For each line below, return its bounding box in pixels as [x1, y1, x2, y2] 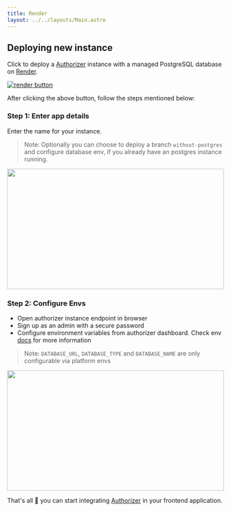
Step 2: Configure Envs [7, 298, 86, 308]
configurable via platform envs [23, 356, 111, 365]
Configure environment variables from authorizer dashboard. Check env [16, 328, 222, 337]
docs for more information [16, 336, 91, 344]
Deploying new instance [7, 42, 113, 54]
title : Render [7, 10, 48, 17]
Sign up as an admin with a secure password [16, 321, 144, 329]
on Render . [7, 67, 38, 76]
